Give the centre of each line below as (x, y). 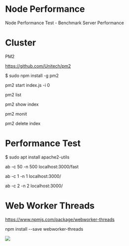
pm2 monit (16, 114)
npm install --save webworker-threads (44, 229)
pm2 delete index (23, 123)
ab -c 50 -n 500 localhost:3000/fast (42, 166)
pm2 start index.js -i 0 (28, 85)
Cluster (21, 43)
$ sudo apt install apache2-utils (37, 157)
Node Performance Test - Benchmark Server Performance (65, 23)
